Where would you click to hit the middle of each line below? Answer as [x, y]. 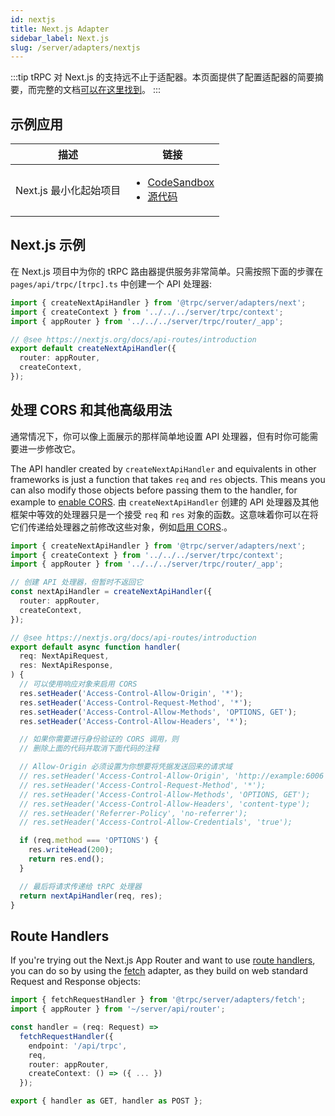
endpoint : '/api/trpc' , [78, 1046]
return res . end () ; [66, 859]
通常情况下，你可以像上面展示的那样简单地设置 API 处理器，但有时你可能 [160, 436]
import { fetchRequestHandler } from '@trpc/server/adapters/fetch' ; [158, 1000]
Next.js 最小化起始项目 [68, 191]
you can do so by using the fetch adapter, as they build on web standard [159, 971]
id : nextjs [33, 19]
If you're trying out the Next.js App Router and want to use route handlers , [163, 960]
